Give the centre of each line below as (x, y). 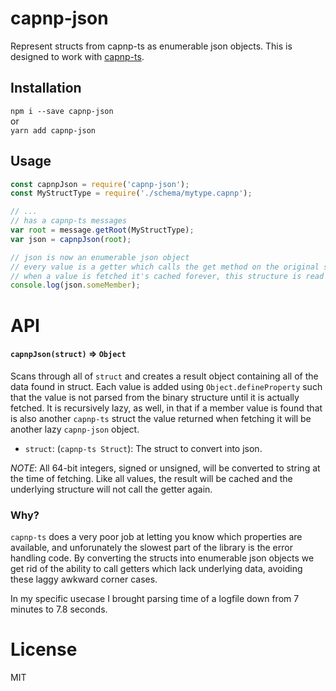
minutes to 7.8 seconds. (59, 609)
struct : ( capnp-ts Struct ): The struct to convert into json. (143, 448)
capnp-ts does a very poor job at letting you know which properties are (156, 536)
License (44, 649)
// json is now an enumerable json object (100, 257)
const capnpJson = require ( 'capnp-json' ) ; (100, 184)
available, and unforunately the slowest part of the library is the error (151, 547)
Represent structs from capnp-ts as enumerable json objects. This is (151, 46)
